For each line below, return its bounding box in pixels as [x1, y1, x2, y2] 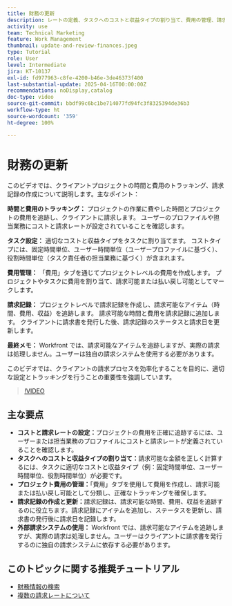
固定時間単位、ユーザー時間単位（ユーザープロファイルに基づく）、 [30, 245, 222, 254]
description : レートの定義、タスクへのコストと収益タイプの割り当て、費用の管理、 [7, 17, 217, 23]
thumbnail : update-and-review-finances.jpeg [7, 42, 137, 49]
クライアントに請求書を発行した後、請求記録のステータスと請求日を [20, 318, 214, 326]
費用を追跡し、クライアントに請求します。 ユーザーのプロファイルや [19, 214, 214, 222]
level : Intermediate [7, 61, 67, 68]
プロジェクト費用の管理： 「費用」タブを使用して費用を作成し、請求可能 [17, 480, 220, 489]
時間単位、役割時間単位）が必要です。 [17, 471, 126, 480]
